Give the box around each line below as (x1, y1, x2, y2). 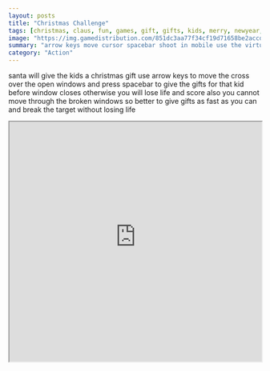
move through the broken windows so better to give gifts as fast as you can (8, 97, 258, 106)
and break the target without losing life (8, 105, 136, 114)
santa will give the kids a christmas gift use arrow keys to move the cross (8, 71, 250, 80)
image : (8, 34, 30, 42)
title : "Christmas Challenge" (8, 19, 110, 27)
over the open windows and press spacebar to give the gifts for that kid (8, 79, 244, 89)
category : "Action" (8, 49, 74, 57)
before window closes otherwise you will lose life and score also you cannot (8, 88, 260, 97)
